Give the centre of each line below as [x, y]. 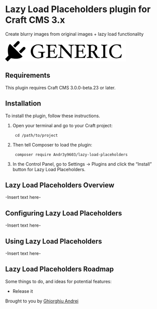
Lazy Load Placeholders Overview [60, 185]
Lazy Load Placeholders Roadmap [60, 269]
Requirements [28, 75]
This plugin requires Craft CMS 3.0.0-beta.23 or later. [60, 87]
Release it [23, 291]
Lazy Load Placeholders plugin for [78, 9]
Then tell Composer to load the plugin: [52, 144]
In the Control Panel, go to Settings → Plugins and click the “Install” [82, 164]
